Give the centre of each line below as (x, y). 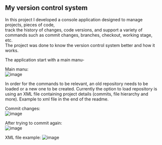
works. (12, 50)
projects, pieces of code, (30, 25)
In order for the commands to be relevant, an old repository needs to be (77, 84)
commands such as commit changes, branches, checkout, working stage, (79, 35)
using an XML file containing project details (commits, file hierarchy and (77, 94)
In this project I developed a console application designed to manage (74, 19)
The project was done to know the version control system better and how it (80, 45)
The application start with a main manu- (45, 59)
